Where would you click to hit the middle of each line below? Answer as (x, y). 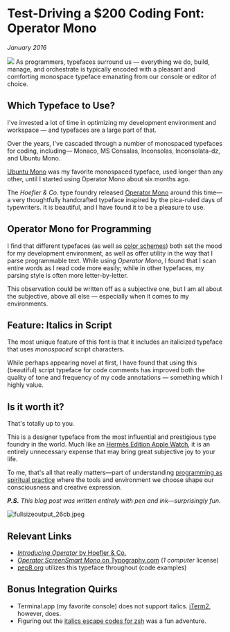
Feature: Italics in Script (60, 325)
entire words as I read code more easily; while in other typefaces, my (106, 268)
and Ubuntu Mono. (34, 158)
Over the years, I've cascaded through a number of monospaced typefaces (115, 143)
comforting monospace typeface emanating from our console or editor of (112, 76)
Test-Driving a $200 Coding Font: (106, 14)
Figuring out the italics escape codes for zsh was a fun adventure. (112, 621)
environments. (28, 303)
